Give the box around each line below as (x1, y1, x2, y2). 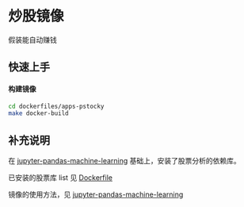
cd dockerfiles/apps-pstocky (8, 102, 105, 110)
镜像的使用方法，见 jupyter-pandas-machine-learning (8, 190, 184, 199)
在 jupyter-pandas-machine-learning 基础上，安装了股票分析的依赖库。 (8, 156, 242, 166)
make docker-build (8, 109, 69, 117)
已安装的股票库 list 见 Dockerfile (8, 173, 113, 182)
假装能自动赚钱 (8, 35, 57, 44)
